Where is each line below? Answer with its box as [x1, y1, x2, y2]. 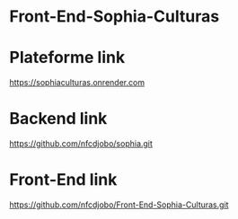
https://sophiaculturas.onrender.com [9, 77, 145, 88]
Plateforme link [9, 48, 126, 68]
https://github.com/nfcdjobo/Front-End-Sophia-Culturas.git [9, 199, 229, 210]
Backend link [9, 109, 108, 129]
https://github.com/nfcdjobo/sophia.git [9, 138, 153, 149]
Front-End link [9, 170, 118, 190]
